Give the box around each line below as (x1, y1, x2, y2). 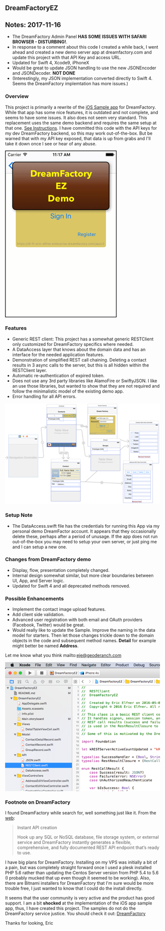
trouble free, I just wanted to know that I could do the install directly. (5, 885, 143, 891)
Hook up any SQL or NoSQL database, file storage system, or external (17, 834, 159, 840)
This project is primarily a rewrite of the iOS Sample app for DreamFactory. (5, 104, 156, 110)
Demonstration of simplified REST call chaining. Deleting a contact (12, 357, 147, 363)
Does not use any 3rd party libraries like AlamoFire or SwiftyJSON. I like (12, 378, 157, 384)
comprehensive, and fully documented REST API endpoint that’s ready (17, 845, 160, 850)
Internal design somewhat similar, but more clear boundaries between (12, 572, 154, 578)
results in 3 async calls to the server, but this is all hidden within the (12, 362, 149, 368)
